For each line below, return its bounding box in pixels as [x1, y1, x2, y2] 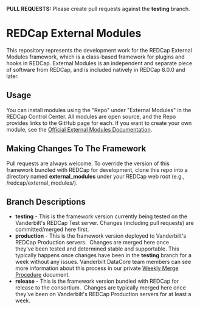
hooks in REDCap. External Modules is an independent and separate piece [6, 59, 193, 66]
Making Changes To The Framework [6, 143, 147, 154]
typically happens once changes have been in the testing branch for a [15, 252, 191, 259]
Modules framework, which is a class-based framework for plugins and [6, 53, 185, 60]
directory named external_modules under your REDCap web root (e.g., [6, 172, 185, 180]
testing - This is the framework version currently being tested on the [15, 213, 187, 220]
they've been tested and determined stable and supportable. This [15, 245, 179, 252]
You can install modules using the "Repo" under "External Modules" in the [6, 106, 191, 113]
